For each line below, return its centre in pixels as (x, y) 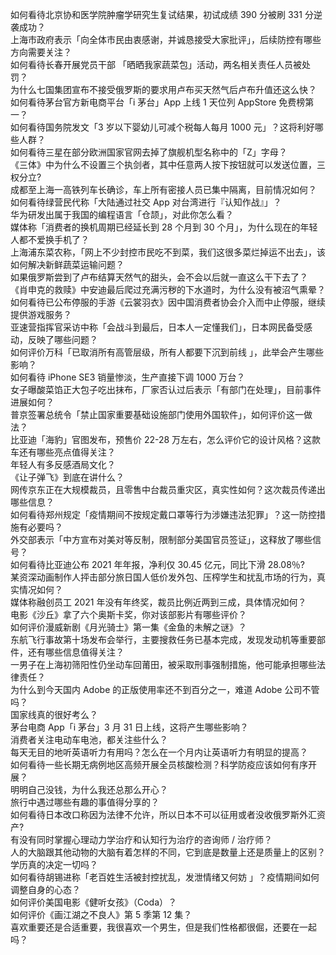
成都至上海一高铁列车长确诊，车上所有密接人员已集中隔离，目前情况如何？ (163, 189)
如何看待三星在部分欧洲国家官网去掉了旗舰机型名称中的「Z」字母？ (149, 152)
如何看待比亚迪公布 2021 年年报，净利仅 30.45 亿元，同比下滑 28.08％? (158, 564)
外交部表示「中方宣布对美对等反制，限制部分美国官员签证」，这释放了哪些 (161, 539)
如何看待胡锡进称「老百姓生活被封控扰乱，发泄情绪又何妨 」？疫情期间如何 (165, 877)
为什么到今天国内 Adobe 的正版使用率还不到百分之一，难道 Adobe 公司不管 (165, 689)
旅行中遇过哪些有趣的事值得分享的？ (85, 802)
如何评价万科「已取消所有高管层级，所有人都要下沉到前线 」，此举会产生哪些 (167, 352)
